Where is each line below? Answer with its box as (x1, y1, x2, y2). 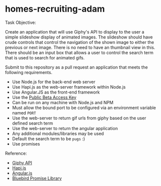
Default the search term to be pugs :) (12, 135, 85, 142)
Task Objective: (5, 19, 36, 25)
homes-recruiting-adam (5, 3, 105, 15)
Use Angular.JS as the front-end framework (12, 89, 100, 95)
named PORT (12, 110, 36, 115)
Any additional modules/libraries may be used (12, 130, 104, 136)
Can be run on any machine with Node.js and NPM (12, 99, 113, 105)
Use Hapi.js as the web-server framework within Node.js (12, 84, 126, 90)
